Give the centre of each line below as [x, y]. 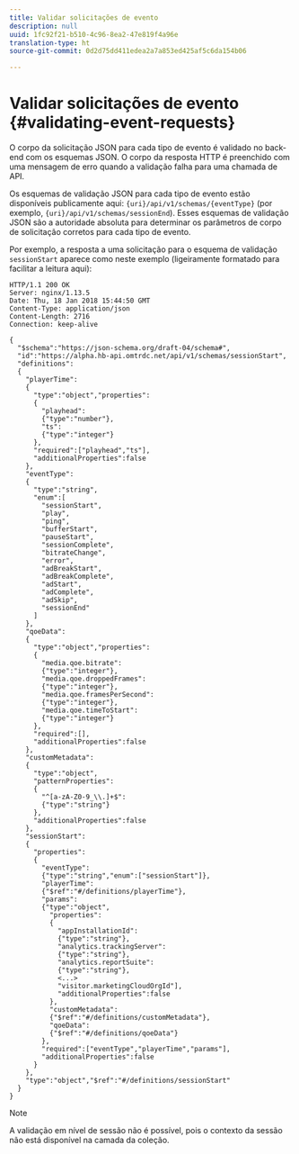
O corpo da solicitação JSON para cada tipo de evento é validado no [136, 148]
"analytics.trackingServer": [112, 947]
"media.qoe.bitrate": [82, 663]
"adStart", [62, 585]
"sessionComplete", [78, 545]
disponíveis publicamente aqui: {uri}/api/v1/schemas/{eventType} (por [141, 203]
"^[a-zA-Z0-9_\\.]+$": [84, 798]
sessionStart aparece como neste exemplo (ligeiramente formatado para [145, 259]
